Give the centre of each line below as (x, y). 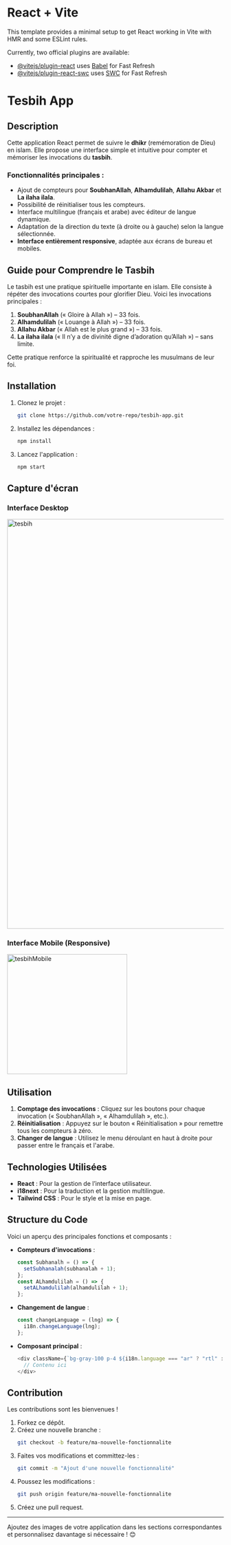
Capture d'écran (43, 488)
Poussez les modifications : (56, 1481)
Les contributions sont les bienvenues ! (63, 1409)
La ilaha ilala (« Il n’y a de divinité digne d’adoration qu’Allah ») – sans (115, 337)
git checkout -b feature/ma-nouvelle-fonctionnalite (94, 1443)
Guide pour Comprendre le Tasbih (81, 270)
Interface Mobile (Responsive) (59, 943)
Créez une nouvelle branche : (59, 1430)
